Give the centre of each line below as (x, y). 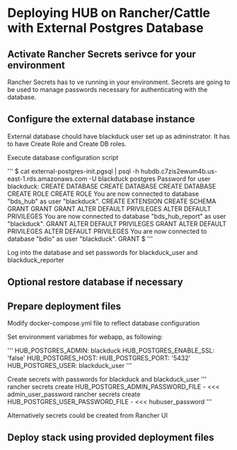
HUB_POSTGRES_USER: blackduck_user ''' (70, 366)
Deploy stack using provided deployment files (111, 438)
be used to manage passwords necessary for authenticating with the (108, 89)
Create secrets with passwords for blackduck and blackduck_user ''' (107, 379)
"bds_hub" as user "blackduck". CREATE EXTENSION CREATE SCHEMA (112, 201)
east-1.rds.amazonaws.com (47, 179)
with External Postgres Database (105, 28)
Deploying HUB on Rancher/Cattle (109, 13)
